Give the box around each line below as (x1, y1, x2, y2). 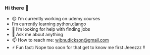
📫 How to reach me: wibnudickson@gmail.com (11, 37, 109, 43)
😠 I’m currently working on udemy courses (11, 16, 100, 22)
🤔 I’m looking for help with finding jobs (11, 26, 90, 32)
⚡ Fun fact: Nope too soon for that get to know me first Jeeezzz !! (11, 45, 146, 51)
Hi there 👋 (4, 4, 29, 11)
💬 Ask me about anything (11, 32, 63, 38)
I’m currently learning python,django (11, 21, 86, 27)
